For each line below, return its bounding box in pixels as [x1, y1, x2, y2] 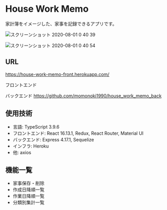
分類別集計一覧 [12, 199, 45, 205]
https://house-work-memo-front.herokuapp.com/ [5, 71, 110, 77]
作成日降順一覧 [12, 186, 45, 193]
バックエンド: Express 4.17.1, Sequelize [12, 136, 94, 142]
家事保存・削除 [12, 180, 45, 186]
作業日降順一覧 [12, 193, 45, 199]
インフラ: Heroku [12, 143, 49, 149]
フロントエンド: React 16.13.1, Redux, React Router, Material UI [12, 130, 144, 136]
